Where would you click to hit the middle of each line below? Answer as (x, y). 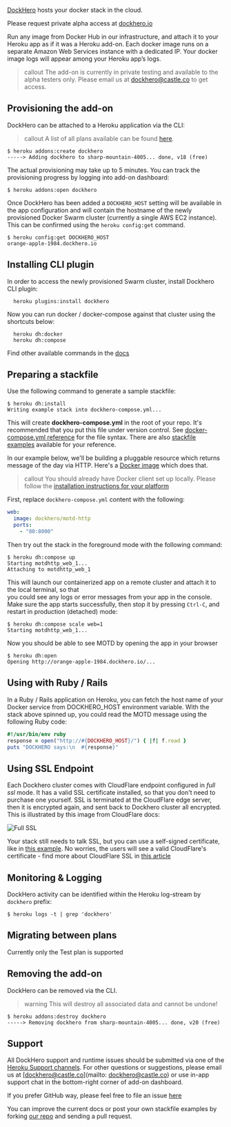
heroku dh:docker (38, 334)
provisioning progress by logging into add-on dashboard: (88, 177)
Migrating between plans (62, 935)
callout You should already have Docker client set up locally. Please (120, 479)
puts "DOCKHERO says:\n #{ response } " (63, 747)
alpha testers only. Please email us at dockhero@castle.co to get (116, 79)
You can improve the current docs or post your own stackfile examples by (112, 1109)
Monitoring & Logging (54, 877)
